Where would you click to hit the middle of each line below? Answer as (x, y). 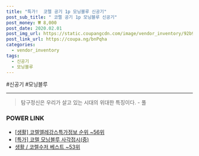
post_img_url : (24, 34)
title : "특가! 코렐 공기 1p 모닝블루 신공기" (57, 12)
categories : (21, 45)
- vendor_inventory (36, 50)
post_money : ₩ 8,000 (32, 23)
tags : (13, 56)
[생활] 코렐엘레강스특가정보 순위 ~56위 (60, 132)
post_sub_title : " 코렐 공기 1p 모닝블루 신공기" (62, 17)
